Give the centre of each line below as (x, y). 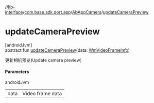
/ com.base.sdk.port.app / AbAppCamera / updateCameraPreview (86, 12)
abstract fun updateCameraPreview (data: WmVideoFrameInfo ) (68, 50)
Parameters (17, 72)
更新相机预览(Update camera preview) (43, 60)
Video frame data (42, 94)
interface (14, 12)
